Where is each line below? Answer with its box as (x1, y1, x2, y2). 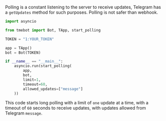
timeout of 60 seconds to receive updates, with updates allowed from (5, 105, 146, 111)
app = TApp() (5, 45, 32, 51)
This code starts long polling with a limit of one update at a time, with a (5, 100, 149, 106)
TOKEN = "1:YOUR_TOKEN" (5, 36, 55, 41)
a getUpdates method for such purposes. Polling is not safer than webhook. (5, 9, 159, 15)
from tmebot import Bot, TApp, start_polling (5, 28, 101, 32)
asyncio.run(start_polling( (14, 63, 72, 68)
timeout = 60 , (23, 82, 48, 87)
